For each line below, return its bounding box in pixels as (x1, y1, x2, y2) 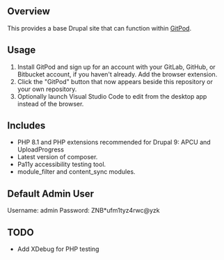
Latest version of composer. (17, 153, 98, 161)
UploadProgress (17, 145, 65, 154)
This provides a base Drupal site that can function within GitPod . (7, 24, 192, 32)
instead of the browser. (17, 99, 84, 108)
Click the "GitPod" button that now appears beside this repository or (17, 77, 214, 86)
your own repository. (17, 85, 77, 93)
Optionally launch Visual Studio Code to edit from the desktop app (17, 92, 207, 100)
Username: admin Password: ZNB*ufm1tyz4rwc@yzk (7, 206, 160, 215)
